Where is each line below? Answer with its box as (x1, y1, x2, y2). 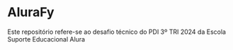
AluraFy (7, 4, 55, 20)
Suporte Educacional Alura (7, 35, 86, 43)
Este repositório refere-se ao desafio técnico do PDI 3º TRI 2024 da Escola (7, 27, 227, 36)
